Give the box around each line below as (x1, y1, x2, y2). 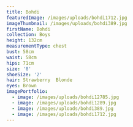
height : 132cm (6, 37, 43, 43)
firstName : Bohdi (6, 26, 51, 32)
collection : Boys (6, 32, 51, 38)
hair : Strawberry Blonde (6, 77, 72, 83)
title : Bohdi (6, 9, 40, 15)
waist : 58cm (6, 54, 37, 60)
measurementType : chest (6, 43, 67, 49)
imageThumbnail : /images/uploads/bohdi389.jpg (6, 20, 127, 26)
